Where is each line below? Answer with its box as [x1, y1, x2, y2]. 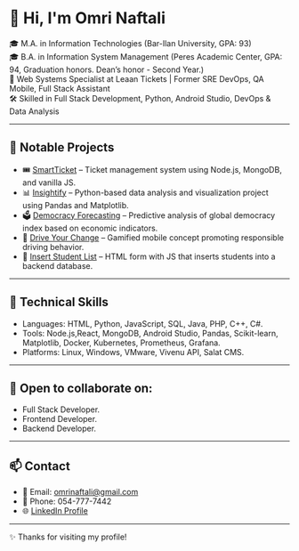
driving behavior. [21, 241, 85, 252]
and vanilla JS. [21, 177, 77, 188]
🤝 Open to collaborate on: [9, 380, 153, 395]
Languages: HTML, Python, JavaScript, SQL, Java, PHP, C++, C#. [21, 318, 263, 328]
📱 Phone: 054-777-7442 [21, 496, 112, 506]
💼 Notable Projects [9, 140, 115, 155]
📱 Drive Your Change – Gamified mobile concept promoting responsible [21, 231, 285, 243]
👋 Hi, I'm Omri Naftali [9, 8, 166, 28]
